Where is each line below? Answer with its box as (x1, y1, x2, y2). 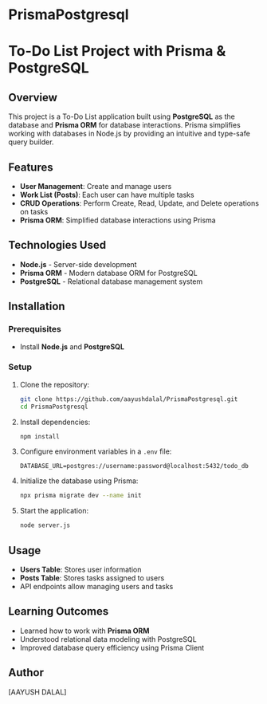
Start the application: (19, 506, 89, 516)
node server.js (19, 521, 71, 529)
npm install (19, 432, 60, 440)
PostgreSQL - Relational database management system (19, 277, 203, 286)
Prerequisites (8, 324, 61, 335)
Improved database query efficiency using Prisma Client (19, 643, 205, 652)
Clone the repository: (19, 380, 90, 389)
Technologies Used (8, 238, 106, 252)
